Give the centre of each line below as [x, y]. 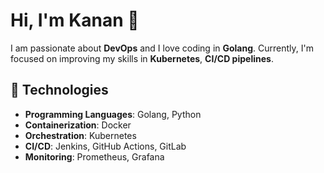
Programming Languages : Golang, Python [113, 114]
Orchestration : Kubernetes [80, 135]
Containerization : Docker [78, 125]
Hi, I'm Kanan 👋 [75, 20]
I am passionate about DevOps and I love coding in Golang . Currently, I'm [162, 48]
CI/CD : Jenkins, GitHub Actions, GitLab [105, 146]
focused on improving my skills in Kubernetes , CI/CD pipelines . [142, 58]
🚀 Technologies [59, 90]
